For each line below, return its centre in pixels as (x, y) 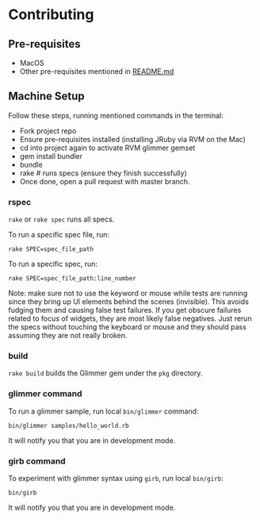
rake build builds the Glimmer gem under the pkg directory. (105, 373)
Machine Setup (46, 96)
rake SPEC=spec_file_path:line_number (72, 279)
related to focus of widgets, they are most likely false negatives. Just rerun (130, 318)
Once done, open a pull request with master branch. (105, 181)
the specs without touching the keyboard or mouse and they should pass (128, 327)
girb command (37, 460)
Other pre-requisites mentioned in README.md (97, 71)
